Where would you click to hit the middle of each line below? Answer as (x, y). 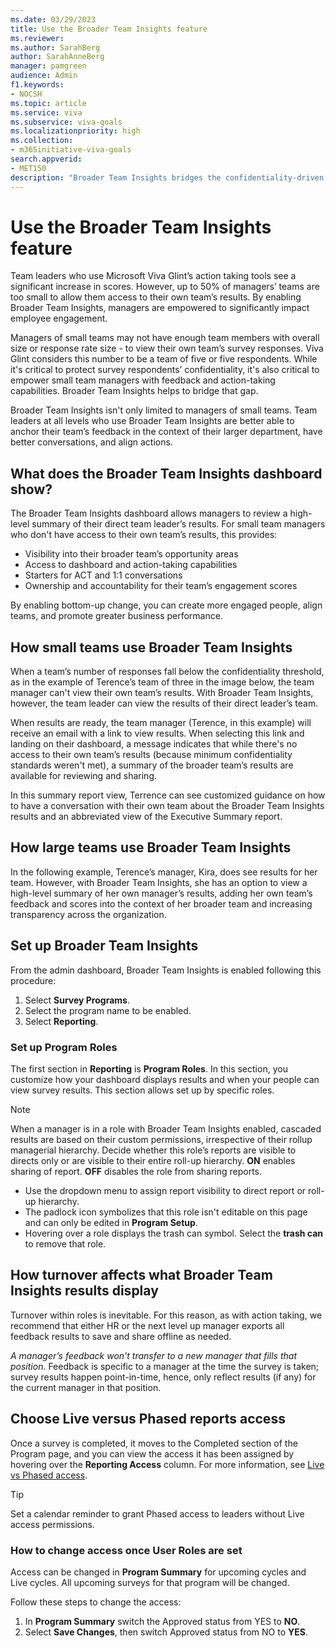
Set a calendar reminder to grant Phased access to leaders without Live (157, 1513)
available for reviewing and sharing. (83, 776)
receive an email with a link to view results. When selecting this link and (157, 733)
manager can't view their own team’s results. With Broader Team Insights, (162, 693)
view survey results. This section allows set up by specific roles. (142, 1090)
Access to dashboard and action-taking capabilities (131, 565)
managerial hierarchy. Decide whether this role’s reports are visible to (153, 1150)
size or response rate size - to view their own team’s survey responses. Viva (167, 348)
